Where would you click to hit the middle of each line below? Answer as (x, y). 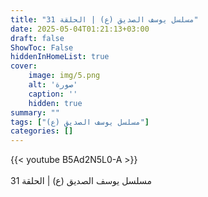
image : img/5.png (64, 76)
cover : (24, 66)
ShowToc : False (42, 47)
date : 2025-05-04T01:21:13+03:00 (80, 29)
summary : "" (35, 112)
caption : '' (53, 94)
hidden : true (55, 103)
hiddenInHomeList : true (60, 57)
